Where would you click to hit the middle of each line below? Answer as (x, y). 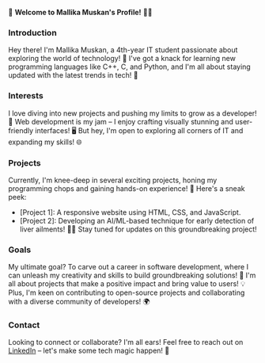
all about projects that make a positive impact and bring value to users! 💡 (127, 284)
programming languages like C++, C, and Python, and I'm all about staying (129, 67)
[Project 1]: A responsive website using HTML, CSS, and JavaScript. (130, 212)
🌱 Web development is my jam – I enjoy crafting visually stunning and (121, 121)
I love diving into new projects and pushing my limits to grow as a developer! (132, 113)
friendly (21, 130)
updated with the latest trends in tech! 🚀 (73, 75)
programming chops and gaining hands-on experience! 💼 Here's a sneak (127, 188)
